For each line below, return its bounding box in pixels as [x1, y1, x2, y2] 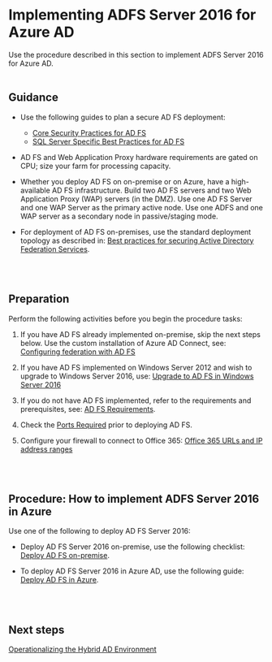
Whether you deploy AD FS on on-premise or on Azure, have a [19, 176, 230, 186]
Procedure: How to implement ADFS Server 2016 [8, 491, 260, 505]
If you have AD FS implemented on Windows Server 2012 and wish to [19, 362, 253, 372]
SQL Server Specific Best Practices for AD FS [32, 136, 185, 146]
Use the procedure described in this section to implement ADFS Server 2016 [8, 50, 264, 59]
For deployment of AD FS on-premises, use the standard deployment [19, 227, 252, 236]
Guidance [8, 91, 58, 105]
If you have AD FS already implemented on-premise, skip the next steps [19, 329, 261, 339]
